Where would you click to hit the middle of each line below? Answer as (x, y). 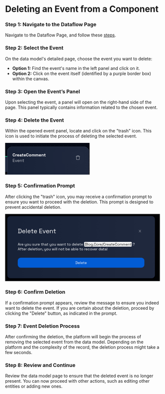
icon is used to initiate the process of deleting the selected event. (71, 136)
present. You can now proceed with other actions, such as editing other (77, 381)
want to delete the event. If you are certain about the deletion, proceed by (80, 308)
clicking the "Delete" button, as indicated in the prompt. (61, 313)
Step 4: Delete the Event (35, 120)
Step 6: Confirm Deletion (35, 292)
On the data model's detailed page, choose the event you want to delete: (79, 59)
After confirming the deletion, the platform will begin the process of (73, 337)
